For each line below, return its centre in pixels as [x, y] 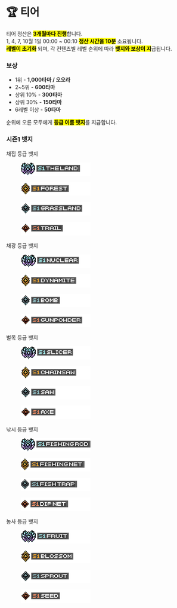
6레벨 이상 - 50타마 [38, 110]
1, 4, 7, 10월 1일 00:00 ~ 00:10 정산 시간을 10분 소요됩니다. [74, 41]
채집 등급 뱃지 [22, 154]
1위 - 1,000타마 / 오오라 [42, 80]
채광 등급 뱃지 [22, 245]
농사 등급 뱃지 [22, 521]
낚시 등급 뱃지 [22, 429]
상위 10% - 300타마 [38, 95]
